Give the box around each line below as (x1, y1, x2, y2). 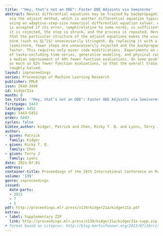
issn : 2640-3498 (5, 83, 38, 89)
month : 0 (5, 93, 23, 97)
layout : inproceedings (5, 70, 51, 75)
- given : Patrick (5, 133, 40, 138)
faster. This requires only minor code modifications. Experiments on (9, 47, 155, 52)
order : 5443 (5, 115, 29, 120)
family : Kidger (9, 138, 40, 143)
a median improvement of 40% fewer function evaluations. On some (9, 57, 147, 62)
